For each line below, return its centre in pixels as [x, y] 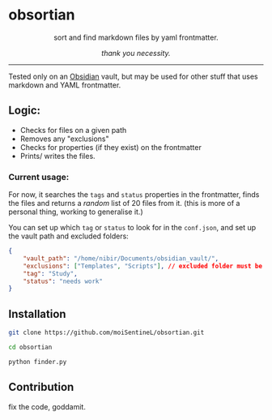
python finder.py [38, 362]
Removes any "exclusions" [64, 139]
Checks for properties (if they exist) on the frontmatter [111, 147]
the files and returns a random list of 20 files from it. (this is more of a [124, 204]
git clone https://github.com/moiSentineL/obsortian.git [106, 333]
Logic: [25, 111]
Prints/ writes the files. [57, 156]
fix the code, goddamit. [47, 406]
